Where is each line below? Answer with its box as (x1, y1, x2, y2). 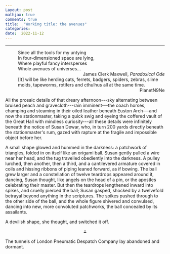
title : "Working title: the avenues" (5, 21, 87, 27)
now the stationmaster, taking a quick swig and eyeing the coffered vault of (5, 113, 162, 119)
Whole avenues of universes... (18, 66, 81, 71)
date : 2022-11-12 (5, 31, 44, 36)
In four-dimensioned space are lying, (18, 55, 95, 61)
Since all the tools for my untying (18, 50, 87, 56)
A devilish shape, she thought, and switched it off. (5, 219, 110, 225)
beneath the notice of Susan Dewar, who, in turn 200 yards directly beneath (5, 124, 163, 130)
